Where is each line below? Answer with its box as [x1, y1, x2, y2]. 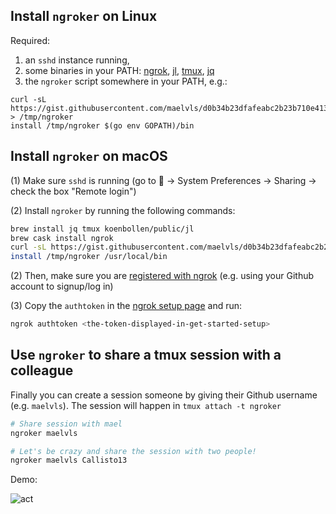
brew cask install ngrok [10, 233, 114, 243]
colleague [10, 362, 74, 379]
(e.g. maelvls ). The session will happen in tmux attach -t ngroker [10, 399, 282, 411]
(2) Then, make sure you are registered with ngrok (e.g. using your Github [10, 270, 315, 282]
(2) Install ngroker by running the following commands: [10, 204, 236, 216]
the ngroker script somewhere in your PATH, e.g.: [24, 75, 228, 87]
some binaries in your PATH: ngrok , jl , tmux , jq [24, 64, 215, 76]
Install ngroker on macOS [10, 148, 168, 165]
